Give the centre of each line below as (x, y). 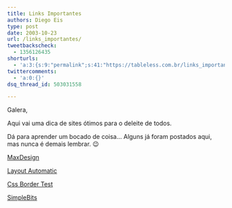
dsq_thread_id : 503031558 (44, 84)
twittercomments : (32, 71)
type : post (23, 26)
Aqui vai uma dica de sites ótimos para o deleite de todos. (89, 123)
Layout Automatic (32, 171)
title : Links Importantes (44, 13)
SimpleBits (22, 198)
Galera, (18, 110)
